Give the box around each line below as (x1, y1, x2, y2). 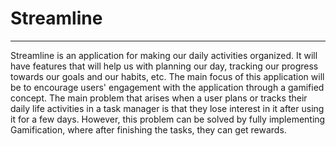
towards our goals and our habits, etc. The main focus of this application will (10, 70, 325, 82)
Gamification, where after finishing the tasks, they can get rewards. (10, 123, 287, 136)
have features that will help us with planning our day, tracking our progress (10, 60, 319, 72)
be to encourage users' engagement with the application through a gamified (10, 81, 325, 93)
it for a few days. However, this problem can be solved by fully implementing (10, 113, 326, 125)
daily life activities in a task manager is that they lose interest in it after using (10, 102, 325, 114)
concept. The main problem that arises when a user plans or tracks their (10, 92, 308, 104)
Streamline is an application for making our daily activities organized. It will (10, 49, 318, 61)
